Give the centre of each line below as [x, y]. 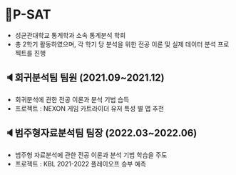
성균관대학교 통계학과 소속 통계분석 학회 [70, 35]
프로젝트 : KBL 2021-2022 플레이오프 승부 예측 [81, 164]
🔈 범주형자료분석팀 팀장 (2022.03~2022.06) [101, 133]
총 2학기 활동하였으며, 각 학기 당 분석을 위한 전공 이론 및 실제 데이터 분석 [115, 44]
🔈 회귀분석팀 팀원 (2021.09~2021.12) [84, 78]
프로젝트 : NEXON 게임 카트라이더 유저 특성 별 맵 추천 [89, 108]
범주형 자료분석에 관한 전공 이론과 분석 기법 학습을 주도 [91, 155]
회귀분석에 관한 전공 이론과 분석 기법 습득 [72, 99]
